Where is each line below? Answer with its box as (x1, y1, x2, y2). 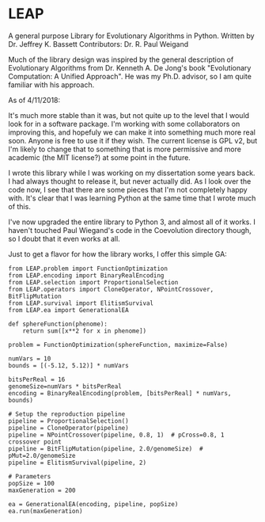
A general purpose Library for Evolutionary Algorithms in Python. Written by (8, 31, 255, 40)
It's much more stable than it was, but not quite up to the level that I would (8, 110, 250, 120)
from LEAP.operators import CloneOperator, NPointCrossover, (8, 285, 214, 293)
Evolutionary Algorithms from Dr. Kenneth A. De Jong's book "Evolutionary (8, 63, 252, 72)
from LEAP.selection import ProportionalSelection (8, 278, 179, 286)
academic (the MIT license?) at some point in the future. (8, 152, 191, 162)
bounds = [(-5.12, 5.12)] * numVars (8, 361, 129, 369)
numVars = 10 (8, 354, 51, 363)
